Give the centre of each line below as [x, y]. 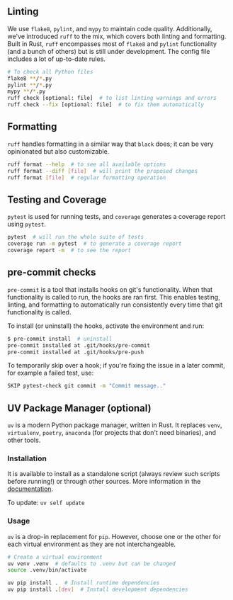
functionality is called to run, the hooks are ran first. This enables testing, [114, 297]
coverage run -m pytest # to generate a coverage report [95, 244]
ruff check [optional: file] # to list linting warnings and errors [112, 98]
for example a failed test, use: [51, 373]
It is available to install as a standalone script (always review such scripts [114, 474]
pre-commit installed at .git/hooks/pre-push [75, 352]
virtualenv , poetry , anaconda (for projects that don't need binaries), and [112, 433]
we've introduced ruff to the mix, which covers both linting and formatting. [117, 36]
